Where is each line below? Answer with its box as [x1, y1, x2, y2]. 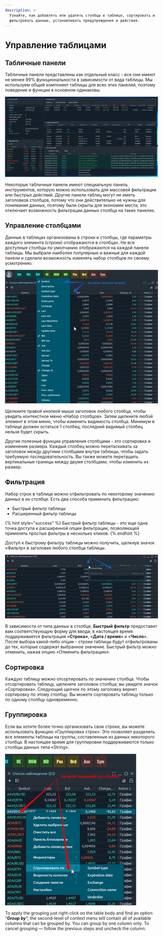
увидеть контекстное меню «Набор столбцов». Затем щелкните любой [5, 413, 153, 419]
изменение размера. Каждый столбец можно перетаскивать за [5, 443, 138, 449]
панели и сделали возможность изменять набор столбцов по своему [5, 255, 149, 261]
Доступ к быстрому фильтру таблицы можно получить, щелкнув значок [5, 540, 155, 545]
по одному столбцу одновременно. [5, 696, 79, 702]
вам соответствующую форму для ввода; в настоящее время [5, 628, 133, 634]
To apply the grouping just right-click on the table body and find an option [5, 910, 153, 916]
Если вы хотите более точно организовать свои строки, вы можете [5, 723, 145, 729]
